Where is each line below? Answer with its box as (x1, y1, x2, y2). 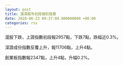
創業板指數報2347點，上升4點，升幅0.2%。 (5, 55, 92, 61)
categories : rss (5, 20, 38, 26)
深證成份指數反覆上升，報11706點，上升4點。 (5, 44, 95, 51)
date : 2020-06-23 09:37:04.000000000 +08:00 (5, 16, 96, 21)
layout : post (5, 7, 31, 12)
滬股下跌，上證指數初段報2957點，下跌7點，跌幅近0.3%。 (5, 34, 121, 40)
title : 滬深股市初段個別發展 (5, 12, 56, 16)
